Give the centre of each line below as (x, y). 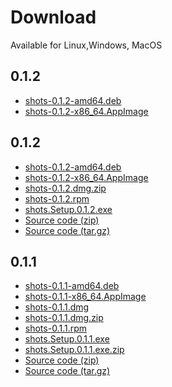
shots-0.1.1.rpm (56, 328)
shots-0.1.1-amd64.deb (72, 286)
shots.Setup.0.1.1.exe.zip (74, 350)
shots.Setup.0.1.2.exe (68, 209)
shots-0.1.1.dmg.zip (64, 318)
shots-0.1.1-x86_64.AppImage (85, 297)
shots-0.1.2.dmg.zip (65, 188)
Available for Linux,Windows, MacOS (86, 45)
